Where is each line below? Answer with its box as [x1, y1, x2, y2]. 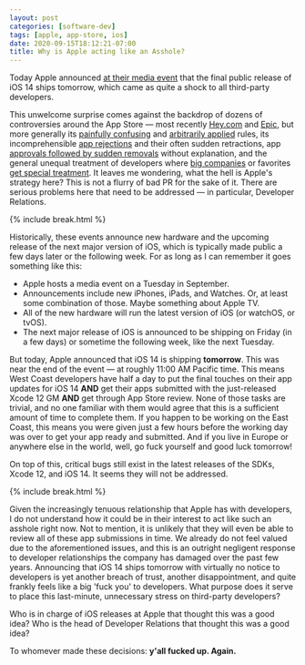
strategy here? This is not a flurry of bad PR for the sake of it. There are [9, 177, 278, 188]
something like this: [9, 261, 83, 271]
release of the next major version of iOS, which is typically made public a [9, 241, 283, 252]
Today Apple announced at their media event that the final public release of [9, 72, 292, 83]
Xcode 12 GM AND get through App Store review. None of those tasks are [9, 393, 286, 404]
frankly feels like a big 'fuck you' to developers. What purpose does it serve [9, 581, 294, 592]
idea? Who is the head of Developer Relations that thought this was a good [9, 619, 290, 629]
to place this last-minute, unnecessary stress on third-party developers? [9, 591, 280, 602]
